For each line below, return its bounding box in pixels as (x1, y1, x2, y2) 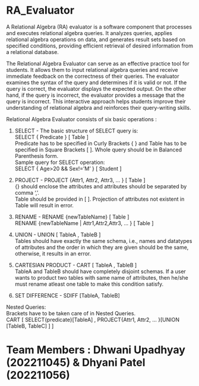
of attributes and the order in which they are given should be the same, (14, 243, 189, 251)
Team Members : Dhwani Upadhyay (6, 343, 186, 357)
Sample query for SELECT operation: (14, 159, 105, 166)
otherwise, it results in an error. (14, 250, 91, 257)
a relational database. (6, 48, 59, 55)
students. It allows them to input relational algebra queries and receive (6, 66, 178, 73)
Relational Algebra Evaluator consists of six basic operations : (6, 115, 157, 122)
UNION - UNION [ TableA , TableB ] (14, 231, 101, 238)
